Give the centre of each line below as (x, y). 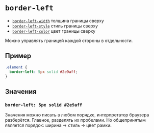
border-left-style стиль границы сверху (55, 26)
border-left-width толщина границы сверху (58, 21)
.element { (16, 67)
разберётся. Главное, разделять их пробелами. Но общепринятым (76, 120)
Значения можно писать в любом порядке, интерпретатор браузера (77, 115)
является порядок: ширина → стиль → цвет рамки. (58, 125)
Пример (18, 56)
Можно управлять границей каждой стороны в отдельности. (69, 41)
